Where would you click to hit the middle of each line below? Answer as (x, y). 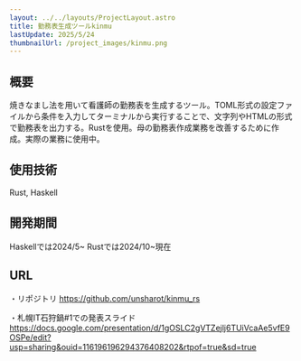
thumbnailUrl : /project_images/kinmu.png (89, 43)
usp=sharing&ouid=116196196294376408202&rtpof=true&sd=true (133, 347)
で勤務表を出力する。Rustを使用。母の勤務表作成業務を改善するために (141, 128)
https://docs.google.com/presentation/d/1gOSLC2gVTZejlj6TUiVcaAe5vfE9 (150, 328)
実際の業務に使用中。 (65, 139)
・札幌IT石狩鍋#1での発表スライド (73, 318)
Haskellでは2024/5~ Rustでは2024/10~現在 (90, 246)
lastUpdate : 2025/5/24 (52, 34)
